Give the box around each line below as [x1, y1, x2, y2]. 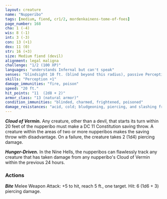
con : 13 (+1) [5, 40, 32, 45]
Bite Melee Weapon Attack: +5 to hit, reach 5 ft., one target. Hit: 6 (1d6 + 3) [5, 183, 159, 189]
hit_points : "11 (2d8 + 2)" [5, 91, 66, 96]
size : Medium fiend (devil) [5, 53, 64, 59]
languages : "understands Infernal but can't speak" [5, 68, 114, 73]
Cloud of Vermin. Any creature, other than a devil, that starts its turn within [5, 118, 159, 124]
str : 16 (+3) [5, 49, 32, 54]
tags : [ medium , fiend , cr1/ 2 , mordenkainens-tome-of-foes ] [5, 16, 130, 21]
